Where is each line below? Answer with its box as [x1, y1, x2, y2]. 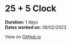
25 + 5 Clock [5, 3, 57, 14]
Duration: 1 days [5, 19, 38, 25]
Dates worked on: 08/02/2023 [5, 24, 67, 30]
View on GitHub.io [5, 34, 41, 40]
